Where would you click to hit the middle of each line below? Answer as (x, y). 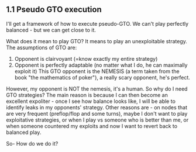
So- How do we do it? (32, 143)
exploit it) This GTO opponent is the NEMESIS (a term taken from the (97, 71)
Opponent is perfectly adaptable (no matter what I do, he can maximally (101, 65)
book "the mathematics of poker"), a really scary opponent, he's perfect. (102, 77)
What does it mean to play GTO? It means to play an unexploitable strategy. (97, 41)
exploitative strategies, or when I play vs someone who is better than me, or (97, 120)
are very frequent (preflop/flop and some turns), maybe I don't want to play (97, 113)
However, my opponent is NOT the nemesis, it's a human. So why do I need (97, 89)
